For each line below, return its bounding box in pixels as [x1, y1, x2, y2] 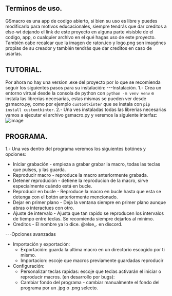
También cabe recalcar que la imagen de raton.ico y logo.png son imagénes [5, 40, 166, 46]
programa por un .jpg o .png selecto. [20, 285, 99, 291]
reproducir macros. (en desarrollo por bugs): [20, 274, 115, 280]
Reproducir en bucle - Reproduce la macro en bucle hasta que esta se [12, 189, 162, 195]
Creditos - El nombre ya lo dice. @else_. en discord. [12, 221, 123, 228]
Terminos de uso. [5, 4, 63, 13]
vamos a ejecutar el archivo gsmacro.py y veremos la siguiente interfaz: [5, 112, 158, 118]
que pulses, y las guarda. [12, 166, 66, 173]
